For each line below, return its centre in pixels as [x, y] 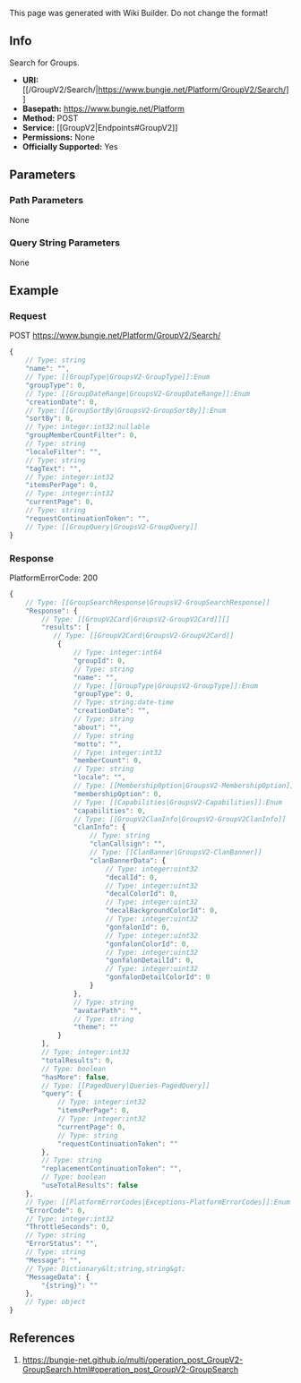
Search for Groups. [44, 63]
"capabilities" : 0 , [109, 811]
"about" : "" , [98, 727]
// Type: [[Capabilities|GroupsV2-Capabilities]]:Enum [177, 802]
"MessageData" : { [58, 1277]
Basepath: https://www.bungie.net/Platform [103, 108]
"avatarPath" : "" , [107, 1010]
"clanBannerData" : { [128, 860]
